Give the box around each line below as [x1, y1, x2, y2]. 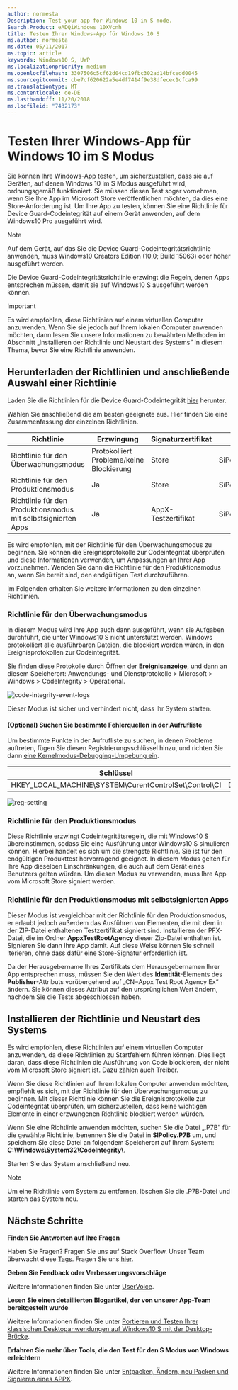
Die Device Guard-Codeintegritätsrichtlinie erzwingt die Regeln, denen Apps [7, 273, 230, 281]
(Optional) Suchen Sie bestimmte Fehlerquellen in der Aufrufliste [7, 721, 203, 729]
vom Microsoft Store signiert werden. [7, 877, 116, 886]
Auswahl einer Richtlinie [7, 377, 117, 390]
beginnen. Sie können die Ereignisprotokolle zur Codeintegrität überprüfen [7, 548, 225, 556]
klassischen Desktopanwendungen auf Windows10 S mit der [7, 1325, 184, 1333]
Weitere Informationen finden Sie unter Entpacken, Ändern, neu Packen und [7, 1367, 229, 1376]
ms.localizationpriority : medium [7, 63, 106, 70]
